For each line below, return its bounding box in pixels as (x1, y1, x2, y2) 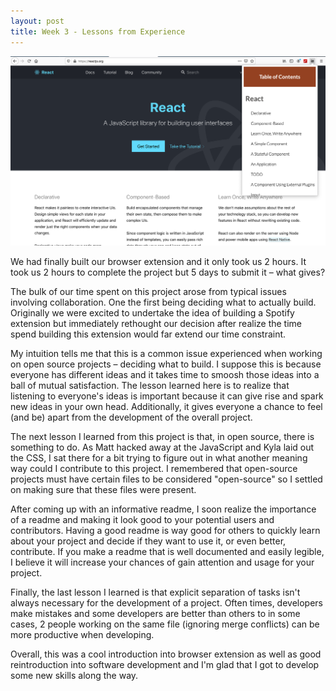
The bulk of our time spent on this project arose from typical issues (10, 286, 287, 298)
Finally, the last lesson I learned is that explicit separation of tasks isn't (10, 586, 301, 599)
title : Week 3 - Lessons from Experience (10, 26, 186, 37)
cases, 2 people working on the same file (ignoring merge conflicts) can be (10, 618, 320, 630)
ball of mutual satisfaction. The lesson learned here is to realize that (10, 380, 290, 392)
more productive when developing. (10, 629, 155, 641)
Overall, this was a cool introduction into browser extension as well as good (10, 648, 322, 660)
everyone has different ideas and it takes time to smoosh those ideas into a (10, 369, 320, 381)
